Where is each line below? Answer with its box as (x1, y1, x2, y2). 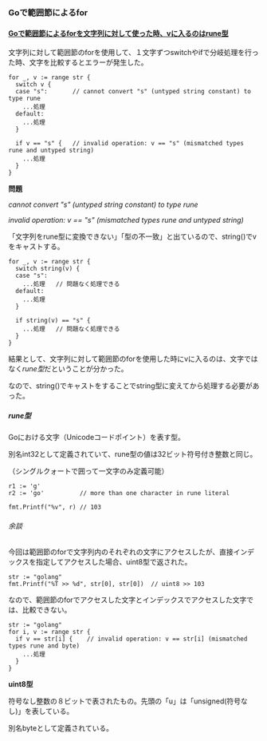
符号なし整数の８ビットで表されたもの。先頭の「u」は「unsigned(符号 (8, 696, 241, 706)
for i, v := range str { (8, 628, 91, 636)
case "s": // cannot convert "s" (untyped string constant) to (15, 88, 251, 96)
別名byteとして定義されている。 (8, 723, 114, 733)
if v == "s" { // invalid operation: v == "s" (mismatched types (15, 140, 245, 148)
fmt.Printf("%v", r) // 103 (8, 503, 102, 512)
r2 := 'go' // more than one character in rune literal (8, 489, 230, 497)
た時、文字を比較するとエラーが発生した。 (8, 57, 148, 67)
